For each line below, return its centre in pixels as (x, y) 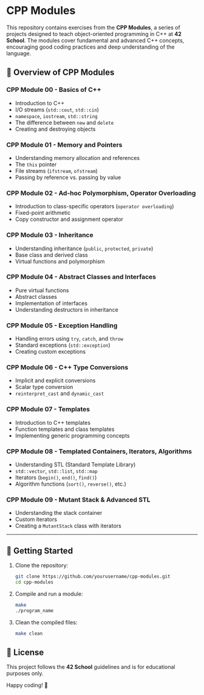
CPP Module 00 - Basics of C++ (54, 90)
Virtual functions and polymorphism (60, 261)
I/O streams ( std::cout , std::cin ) (57, 110)
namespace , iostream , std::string (56, 116)
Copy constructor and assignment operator (69, 219)
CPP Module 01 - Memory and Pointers (64, 145)
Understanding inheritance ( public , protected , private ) (84, 248)
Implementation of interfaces (51, 303)
